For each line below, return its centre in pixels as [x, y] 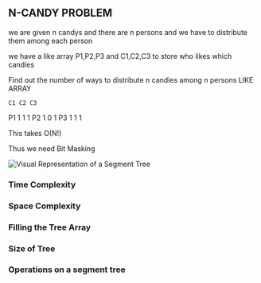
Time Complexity [42, 184]
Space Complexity [45, 206]
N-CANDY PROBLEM [60, 13]
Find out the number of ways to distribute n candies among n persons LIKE [131, 79]
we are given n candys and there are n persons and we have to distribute [128, 32]
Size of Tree [32, 248]
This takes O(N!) [35, 133]
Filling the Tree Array [50, 227]
